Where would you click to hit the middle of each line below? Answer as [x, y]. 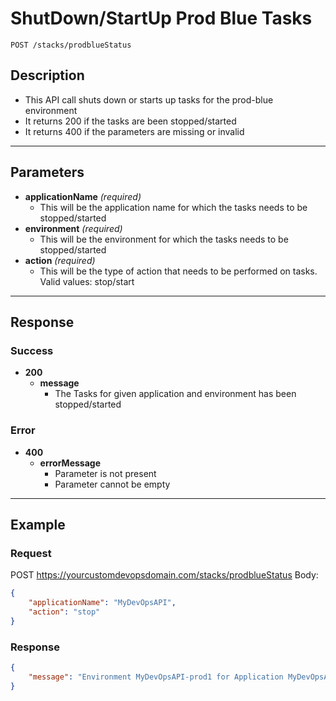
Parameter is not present [105, 473]
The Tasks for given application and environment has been [175, 394]
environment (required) [73, 228]
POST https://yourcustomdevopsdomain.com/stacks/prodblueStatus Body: [164, 575]
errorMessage [70, 463]
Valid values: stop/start [87, 281]
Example [38, 524]
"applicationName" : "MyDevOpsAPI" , [102, 603]
